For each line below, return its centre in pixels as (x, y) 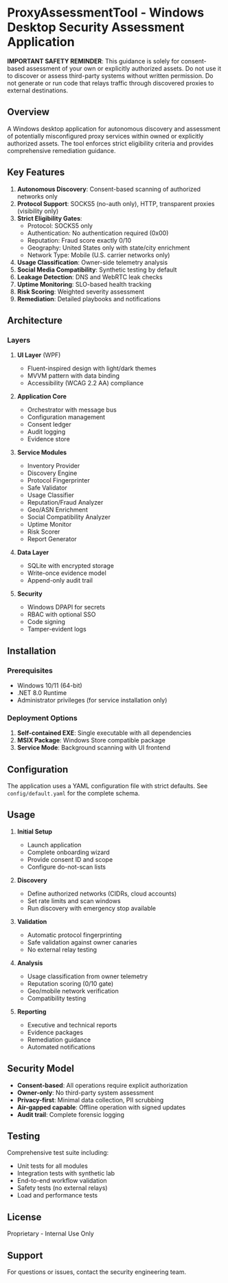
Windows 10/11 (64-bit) (49, 685)
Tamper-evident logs (57, 629)
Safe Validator (47, 488)
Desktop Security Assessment (96, 27)
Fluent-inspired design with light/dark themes (92, 368)
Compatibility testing (57, 998)
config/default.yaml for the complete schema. (73, 794)
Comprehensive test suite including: (58, 1153)
